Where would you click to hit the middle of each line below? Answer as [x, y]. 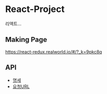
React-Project [35, 9]
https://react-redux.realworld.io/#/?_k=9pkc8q [54, 51]
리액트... [13, 23]
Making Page [26, 40]
